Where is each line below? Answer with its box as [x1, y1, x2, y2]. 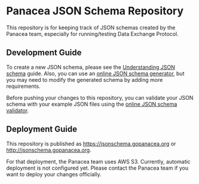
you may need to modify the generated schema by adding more [6, 76, 163, 83]
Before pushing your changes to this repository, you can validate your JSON [6, 94, 194, 101]
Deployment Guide [6, 124, 78, 134]
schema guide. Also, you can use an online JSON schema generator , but [6, 70, 185, 77]
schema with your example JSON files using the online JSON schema [6, 100, 177, 108]
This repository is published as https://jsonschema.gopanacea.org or [6, 140, 176, 147]
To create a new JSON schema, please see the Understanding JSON [6, 63, 175, 70]
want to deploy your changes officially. [6, 170, 102, 177]
